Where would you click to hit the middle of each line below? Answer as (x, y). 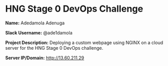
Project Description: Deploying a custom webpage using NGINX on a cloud (84, 42)
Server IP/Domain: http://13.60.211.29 (45, 58)
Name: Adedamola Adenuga (35, 23)
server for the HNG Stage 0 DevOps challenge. (54, 48)
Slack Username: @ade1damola (39, 32)
